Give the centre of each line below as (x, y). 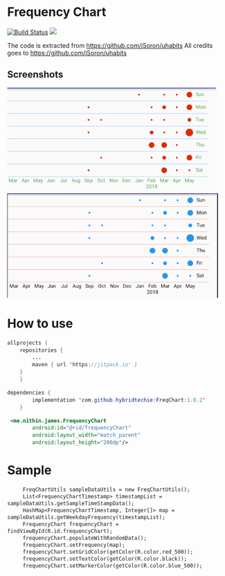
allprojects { (28, 343)
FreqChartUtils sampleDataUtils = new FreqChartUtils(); (106, 489)
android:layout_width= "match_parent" (86, 435)
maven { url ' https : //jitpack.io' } (85, 365)
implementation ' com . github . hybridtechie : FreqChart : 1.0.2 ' (119, 400)
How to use (40, 323)
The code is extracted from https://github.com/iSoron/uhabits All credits (110, 45)
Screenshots (35, 74)
